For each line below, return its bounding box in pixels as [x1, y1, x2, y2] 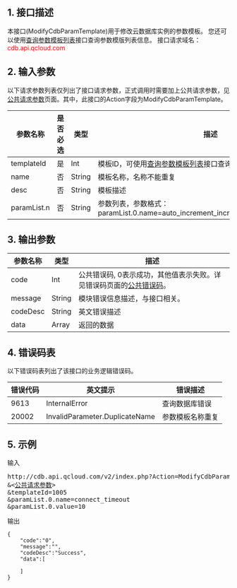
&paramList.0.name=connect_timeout [7, 495, 130, 504]
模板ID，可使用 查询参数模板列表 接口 [97, 158, 219, 168]
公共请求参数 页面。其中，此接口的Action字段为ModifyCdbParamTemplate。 [7, 95, 227, 103]
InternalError [46, 399, 88, 408]
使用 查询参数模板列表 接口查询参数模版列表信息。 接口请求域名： [13, 35, 201, 44]
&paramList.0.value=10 [7, 502, 86, 511]
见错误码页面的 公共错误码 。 [78, 281, 171, 290]
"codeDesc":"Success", [20, 550, 87, 557]
